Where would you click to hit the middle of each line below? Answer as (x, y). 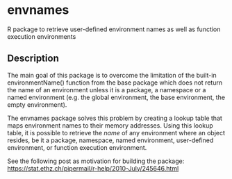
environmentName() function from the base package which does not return (115, 83)
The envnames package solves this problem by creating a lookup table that (115, 118)
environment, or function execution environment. (77, 147)
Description (33, 59)
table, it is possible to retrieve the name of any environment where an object (116, 133)
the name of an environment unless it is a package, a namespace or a (107, 89)
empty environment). (37, 104)
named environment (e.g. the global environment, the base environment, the (116, 97)
